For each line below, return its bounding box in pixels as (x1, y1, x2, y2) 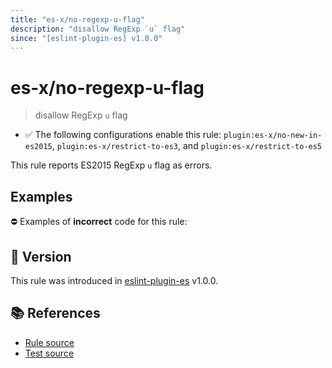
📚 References (10, 305, 101, 322)
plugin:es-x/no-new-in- (223, 131, 323, 141)
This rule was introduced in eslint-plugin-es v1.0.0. (10, 274, 219, 286)
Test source (24, 347, 75, 359)
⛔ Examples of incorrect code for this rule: (10, 216, 188, 228)
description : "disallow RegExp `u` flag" (10, 24, 186, 34)
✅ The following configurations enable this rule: (24, 129, 222, 141)
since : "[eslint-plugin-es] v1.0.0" (10, 33, 163, 43)
